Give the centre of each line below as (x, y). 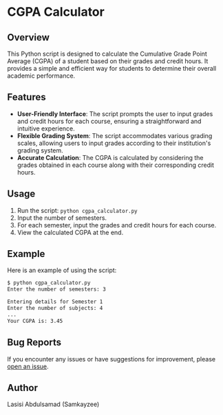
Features (26, 97)
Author (22, 388)
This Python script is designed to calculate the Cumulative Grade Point (107, 54)
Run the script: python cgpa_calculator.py (77, 210)
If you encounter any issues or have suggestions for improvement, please (111, 359)
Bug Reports (34, 343)
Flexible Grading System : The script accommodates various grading (115, 135)
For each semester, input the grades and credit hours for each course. (117, 225)
